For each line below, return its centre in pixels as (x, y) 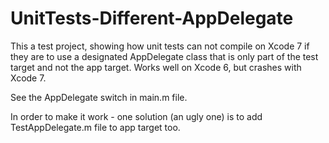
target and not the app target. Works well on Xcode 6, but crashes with (156, 67)
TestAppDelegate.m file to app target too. (95, 127)
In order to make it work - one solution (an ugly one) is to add (136, 116)
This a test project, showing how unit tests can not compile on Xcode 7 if (160, 46)
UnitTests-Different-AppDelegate (152, 18)
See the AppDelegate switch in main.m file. (99, 97)
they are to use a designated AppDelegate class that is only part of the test (164, 56)
